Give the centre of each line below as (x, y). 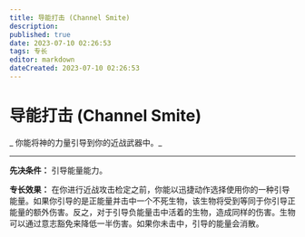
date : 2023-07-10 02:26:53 (60, 43)
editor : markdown (42, 60)
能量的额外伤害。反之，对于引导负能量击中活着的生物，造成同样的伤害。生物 (152, 212)
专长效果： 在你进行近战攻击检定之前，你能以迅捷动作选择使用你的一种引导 (150, 189)
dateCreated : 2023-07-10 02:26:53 (75, 69)
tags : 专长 (29, 52)
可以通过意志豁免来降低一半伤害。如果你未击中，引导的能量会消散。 (137, 223)
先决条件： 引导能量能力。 (58, 170)
